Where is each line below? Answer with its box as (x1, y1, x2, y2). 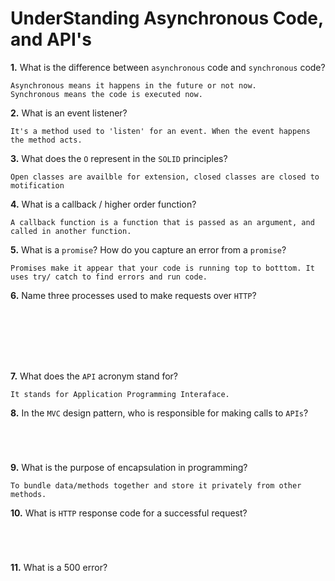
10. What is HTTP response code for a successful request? (10, 507, 248, 519)
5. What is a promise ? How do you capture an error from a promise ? (10, 243, 287, 256)
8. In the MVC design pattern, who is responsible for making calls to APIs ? (10, 407, 309, 419)
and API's (10, 28, 92, 51)
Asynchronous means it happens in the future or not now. (10, 80, 257, 91)
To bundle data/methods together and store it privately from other (10, 480, 302, 491)
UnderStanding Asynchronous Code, (10, 7, 324, 30)
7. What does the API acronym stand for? (10, 370, 179, 382)
